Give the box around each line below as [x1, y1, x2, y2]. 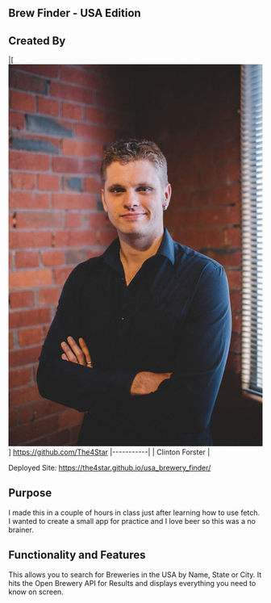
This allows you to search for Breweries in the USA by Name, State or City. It [8, 569, 262, 580]
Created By [8, 34, 66, 48]
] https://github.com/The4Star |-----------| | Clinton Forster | [8, 447, 211, 457]
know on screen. [8, 587, 65, 597]
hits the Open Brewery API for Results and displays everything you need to [8, 578, 256, 588]
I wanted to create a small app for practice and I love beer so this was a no [8, 516, 256, 526]
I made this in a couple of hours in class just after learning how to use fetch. [8, 508, 261, 517]
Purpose [8, 486, 52, 500]
